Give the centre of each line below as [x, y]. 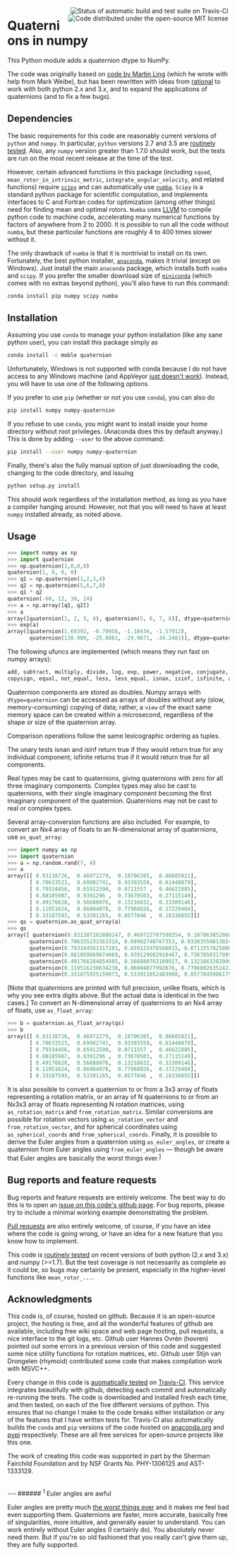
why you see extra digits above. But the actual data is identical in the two [113, 995]
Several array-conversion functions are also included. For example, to [109, 822]
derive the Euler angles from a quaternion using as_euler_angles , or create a [119, 1142]
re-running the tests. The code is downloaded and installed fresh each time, [117, 1397]
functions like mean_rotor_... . [51, 1277]
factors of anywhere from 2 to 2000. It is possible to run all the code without [118, 224]
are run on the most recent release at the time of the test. [91, 158]
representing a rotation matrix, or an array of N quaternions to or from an [113, 1097]
